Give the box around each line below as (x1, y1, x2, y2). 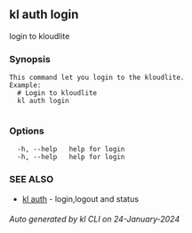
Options (9, 125, 44, 137)
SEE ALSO (9, 173, 54, 186)
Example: (9, 81, 42, 90)
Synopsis (9, 52, 51, 65)
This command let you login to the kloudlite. (9, 73, 185, 83)
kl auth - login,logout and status (21, 193, 140, 204)
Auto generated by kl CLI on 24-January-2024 (9, 213, 180, 225)
